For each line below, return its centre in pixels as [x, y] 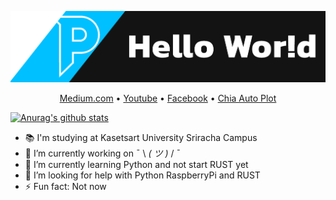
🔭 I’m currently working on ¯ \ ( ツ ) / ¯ [103, 153]
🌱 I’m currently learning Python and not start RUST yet [136, 165]
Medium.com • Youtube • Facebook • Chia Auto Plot [168, 98]
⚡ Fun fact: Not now [65, 187]
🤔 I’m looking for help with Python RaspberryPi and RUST [142, 175]
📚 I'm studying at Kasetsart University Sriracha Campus [141, 138]
